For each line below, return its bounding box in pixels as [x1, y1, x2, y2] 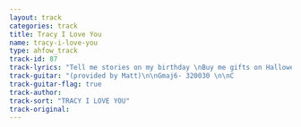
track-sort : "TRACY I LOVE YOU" [9, 96, 130, 106]
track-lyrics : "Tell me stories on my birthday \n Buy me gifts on [9, 63, 262, 72]
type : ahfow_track [9, 47, 78, 55]
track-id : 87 [9, 55, 58, 63]
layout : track [9, 13, 63, 22]
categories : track [9, 21, 78, 30]
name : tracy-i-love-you [9, 38, 99, 47]
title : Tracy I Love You [9, 30, 102, 38]
